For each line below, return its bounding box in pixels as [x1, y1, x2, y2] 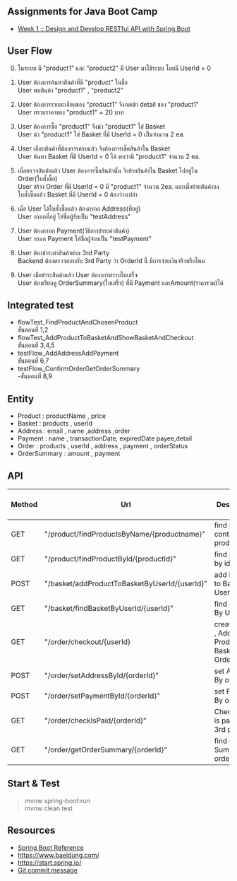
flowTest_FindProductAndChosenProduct [17, 318, 138, 327]
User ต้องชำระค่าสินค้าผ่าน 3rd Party [17, 248, 110, 257]
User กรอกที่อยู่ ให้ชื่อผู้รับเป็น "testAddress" [17, 212, 131, 221]
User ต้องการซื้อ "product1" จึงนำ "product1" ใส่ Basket [17, 122, 166, 130]
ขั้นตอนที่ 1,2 [17, 325, 49, 334]
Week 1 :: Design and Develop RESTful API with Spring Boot [17, 24, 190, 33]
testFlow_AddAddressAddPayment [17, 349, 119, 358]
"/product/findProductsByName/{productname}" [44, 530, 206, 539]
